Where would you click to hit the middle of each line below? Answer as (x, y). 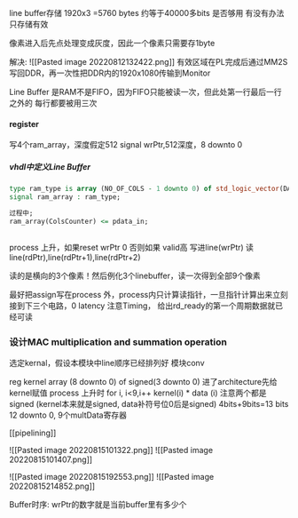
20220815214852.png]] (52, 486)
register (24, 124)
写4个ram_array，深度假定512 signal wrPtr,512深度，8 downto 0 (126, 145)
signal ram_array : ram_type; (65, 197)
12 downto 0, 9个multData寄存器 (68, 415)
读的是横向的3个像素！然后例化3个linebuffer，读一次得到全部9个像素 (135, 275)
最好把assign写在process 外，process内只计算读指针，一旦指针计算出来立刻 (149, 294)
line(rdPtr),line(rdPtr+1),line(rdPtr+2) (75, 257)
